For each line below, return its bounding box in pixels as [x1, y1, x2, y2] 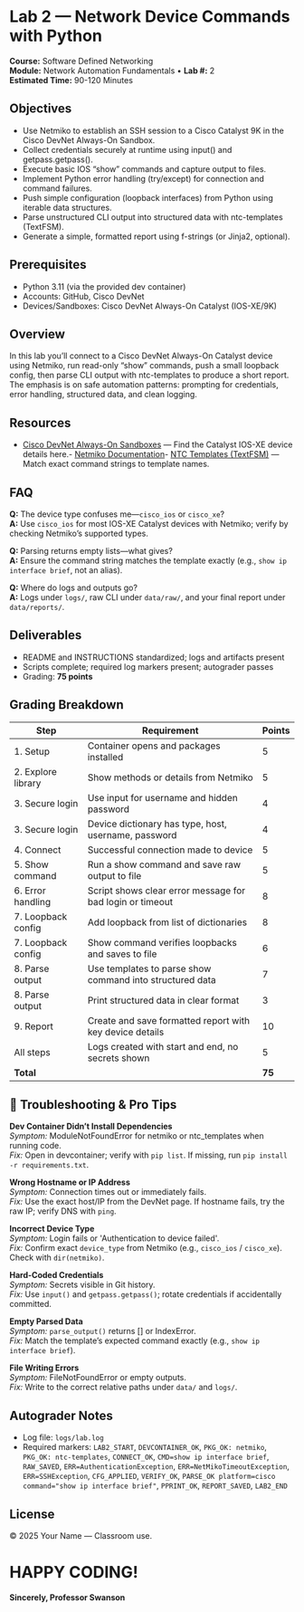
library [14, 777, 42, 789]
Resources [9, 415, 71, 431]
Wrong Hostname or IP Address [9, 1177, 131, 1188]
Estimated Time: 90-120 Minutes [9, 74, 134, 85]
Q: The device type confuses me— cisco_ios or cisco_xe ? [9, 509, 224, 520]
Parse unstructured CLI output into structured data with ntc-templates [22, 211, 283, 223]
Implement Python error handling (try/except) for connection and [22, 173, 265, 184]
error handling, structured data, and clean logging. [9, 389, 197, 400]
